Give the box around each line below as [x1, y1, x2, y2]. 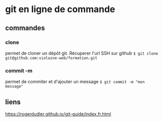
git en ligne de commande [5, 4, 115, 15]
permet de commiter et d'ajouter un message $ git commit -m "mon [5, 79, 145, 85]
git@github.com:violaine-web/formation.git [5, 55, 98, 60]
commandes [5, 24, 45, 32]
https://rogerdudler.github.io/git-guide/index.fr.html [5, 111, 111, 117]
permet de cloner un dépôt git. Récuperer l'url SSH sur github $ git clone [5, 50, 158, 56]
